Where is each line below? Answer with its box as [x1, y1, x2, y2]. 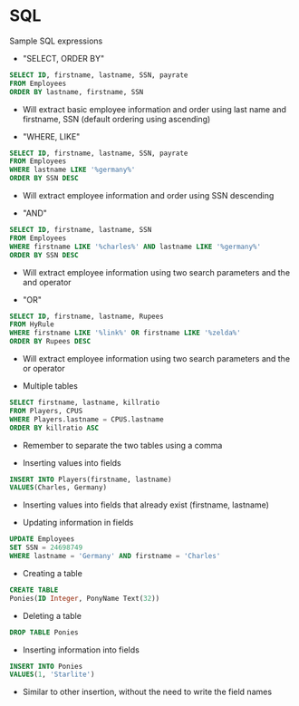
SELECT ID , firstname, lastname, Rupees [9, 312, 165, 321]
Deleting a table [22, 610, 82, 621]
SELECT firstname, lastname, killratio [9, 398, 160, 408]
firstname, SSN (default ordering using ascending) [22, 113, 211, 124]
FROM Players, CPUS [9, 406, 83, 415]
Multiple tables [22, 381, 79, 392]
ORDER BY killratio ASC [9, 423, 100, 432]
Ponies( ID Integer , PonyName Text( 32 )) [9, 594, 160, 603]
